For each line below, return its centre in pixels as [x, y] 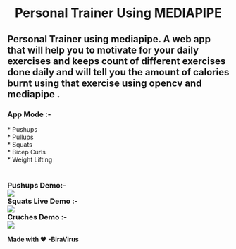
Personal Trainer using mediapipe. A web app [109, 39]
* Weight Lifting [30, 159]
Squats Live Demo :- [43, 201]
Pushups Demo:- [37, 185]
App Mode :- [29, 114]
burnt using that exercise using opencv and [105, 83]
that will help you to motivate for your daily [103, 50]
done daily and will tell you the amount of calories [118, 72]
